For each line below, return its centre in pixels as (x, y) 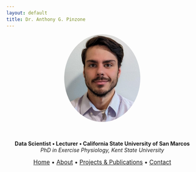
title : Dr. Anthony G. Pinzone (46, 19)
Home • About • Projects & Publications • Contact (102, 162)
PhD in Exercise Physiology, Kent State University (102, 150)
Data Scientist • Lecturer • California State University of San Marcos (102, 143)
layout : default (27, 13)
